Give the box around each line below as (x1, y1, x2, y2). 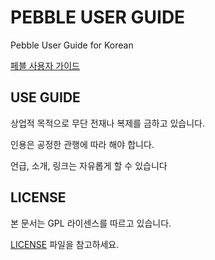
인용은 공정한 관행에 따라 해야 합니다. (10, 138, 155, 150)
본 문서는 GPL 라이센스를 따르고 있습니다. (10, 217, 172, 229)
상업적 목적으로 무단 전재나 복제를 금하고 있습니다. (10, 117, 206, 129)
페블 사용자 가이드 (10, 59, 80, 71)
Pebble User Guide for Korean (10, 39, 134, 51)
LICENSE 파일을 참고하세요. (10, 238, 120, 250)
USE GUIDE (10, 89, 81, 106)
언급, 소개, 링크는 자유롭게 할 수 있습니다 (10, 159, 168, 171)
